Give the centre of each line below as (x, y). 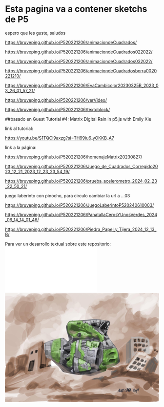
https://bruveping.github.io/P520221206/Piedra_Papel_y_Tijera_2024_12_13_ (81, 229)
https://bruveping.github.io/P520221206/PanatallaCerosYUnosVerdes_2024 (81, 214)
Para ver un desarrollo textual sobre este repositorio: (58, 244)
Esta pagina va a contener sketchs (76, 9)
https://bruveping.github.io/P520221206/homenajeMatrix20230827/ (74, 157)
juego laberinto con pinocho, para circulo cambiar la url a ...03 (68, 195)
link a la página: (21, 147)
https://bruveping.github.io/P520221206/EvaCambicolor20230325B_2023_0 (82, 85)
